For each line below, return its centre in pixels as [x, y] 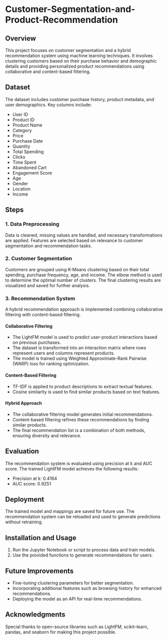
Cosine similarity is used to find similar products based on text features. [86, 392]
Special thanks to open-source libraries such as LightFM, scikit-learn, [77, 626]
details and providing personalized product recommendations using [75, 66]
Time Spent [24, 162]
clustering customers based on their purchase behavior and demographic [81, 61]
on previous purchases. [37, 343]
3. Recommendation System [40, 298]
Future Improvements [39, 571]
